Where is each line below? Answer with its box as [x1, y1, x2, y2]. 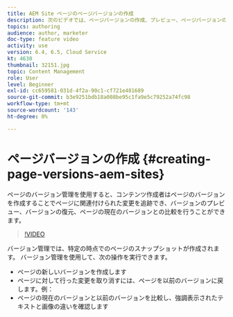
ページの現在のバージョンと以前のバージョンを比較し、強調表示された [17, 293, 218, 302]
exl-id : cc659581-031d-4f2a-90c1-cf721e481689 [7, 87, 144, 94]
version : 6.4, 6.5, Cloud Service [7, 49, 107, 56]
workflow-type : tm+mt [7, 100, 70, 107]
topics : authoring [7, 23, 60, 30]
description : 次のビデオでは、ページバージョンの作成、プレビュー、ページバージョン [7, 17, 222, 24]
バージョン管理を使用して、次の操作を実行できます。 [20, 253, 171, 261]
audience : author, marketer [7, 29, 89, 37]
